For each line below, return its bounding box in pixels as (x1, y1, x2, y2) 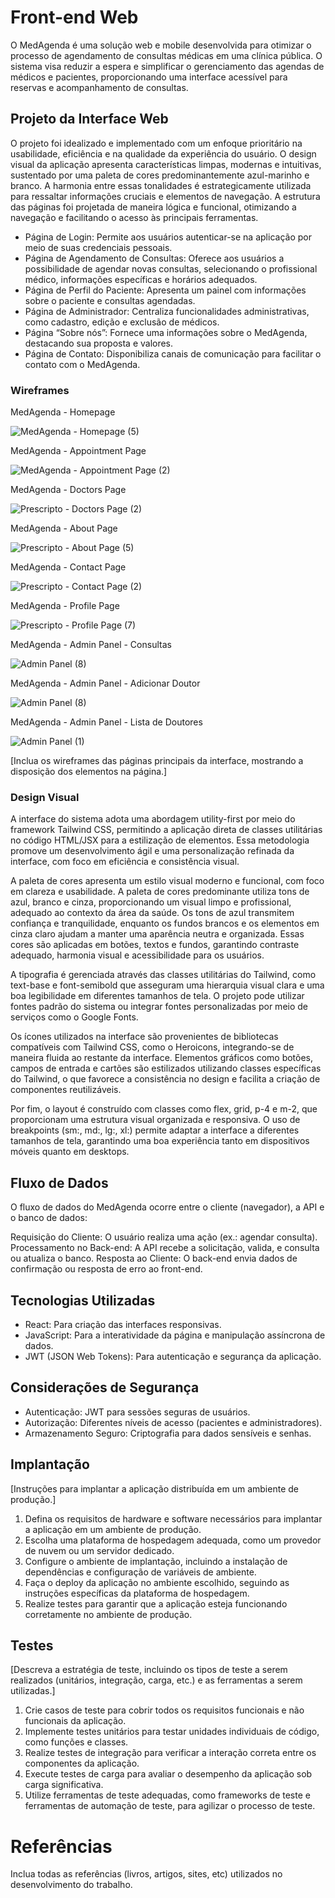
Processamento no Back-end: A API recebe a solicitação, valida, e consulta (10, 1242, 320, 1254)
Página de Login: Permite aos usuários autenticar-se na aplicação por (24, 231, 312, 243)
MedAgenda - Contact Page (10, 561, 127, 573)
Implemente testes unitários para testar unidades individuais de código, (24, 1726, 320, 1738)
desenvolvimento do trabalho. (10, 1879, 133, 1891)
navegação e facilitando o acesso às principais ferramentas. (10, 211, 259, 223)
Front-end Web (10, 6, 139, 29)
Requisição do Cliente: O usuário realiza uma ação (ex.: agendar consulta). (10, 1231, 318, 1243)
